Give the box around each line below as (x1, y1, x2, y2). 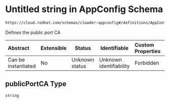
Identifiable (100, 44, 129, 51)
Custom (135, 41, 154, 48)
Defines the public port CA (5, 29, 61, 35)
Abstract (8, 44, 29, 51)
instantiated (8, 62, 36, 69)
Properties (135, 47, 161, 55)
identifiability (99, 62, 130, 69)
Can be (8, 56, 25, 63)
